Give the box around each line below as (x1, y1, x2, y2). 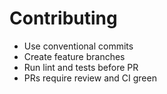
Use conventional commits (23, 40, 134, 52)
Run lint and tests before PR (23, 61, 139, 73)
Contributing (9, 7, 118, 30)
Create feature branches (23, 50, 126, 62)
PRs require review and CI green (23, 72, 157, 84)
